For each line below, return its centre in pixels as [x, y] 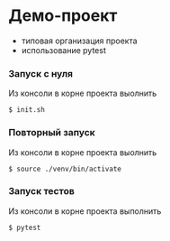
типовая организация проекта [79, 41]
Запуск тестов [42, 191]
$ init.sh [27, 110]
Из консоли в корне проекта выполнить [85, 211]
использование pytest [64, 50]
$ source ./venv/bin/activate [65, 169]
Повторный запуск [52, 133]
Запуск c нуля [41, 73]
